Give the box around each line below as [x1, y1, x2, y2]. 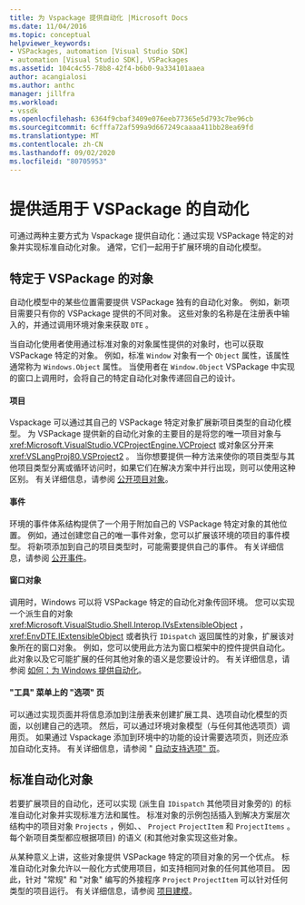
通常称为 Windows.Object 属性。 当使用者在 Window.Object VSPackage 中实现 [9, 361, 295, 372]
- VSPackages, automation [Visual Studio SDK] [9, 47, 189, 56]
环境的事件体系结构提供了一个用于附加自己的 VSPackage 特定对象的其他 [9, 518, 280, 529]
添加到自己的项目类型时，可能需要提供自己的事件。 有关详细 [51, 541, 277, 552]
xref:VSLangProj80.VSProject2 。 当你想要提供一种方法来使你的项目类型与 [9, 451, 288, 462]
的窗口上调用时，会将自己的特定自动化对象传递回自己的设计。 [9, 373, 241, 384]
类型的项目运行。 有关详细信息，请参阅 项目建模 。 [9, 885, 197, 896]
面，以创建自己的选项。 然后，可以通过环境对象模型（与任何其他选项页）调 [9, 721, 290, 732]
